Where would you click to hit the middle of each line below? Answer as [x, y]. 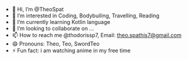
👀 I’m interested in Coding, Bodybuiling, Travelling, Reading [86, 16]
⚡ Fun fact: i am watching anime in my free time [71, 50]
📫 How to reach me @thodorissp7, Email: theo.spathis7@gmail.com [97, 35]
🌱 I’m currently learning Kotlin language [61, 22]
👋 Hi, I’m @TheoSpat [38, 9]
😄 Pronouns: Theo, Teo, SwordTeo [56, 44]
